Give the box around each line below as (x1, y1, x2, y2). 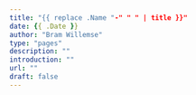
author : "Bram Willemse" (9, 30, 103, 39)
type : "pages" (9, 38, 63, 48)
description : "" (9, 47, 70, 56)
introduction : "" (9, 55, 75, 64)
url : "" (9, 64, 39, 73)
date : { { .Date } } (9, 22, 79, 31)
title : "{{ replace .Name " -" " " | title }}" (9, 13, 188, 23)
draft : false (9, 72, 59, 81)
